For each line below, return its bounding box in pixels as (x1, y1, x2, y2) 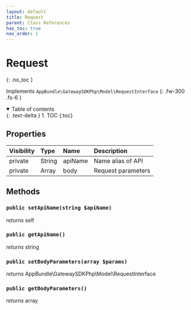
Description (94, 146, 128, 155)
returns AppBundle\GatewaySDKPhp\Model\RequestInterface (6, 270, 156, 277)
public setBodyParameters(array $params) (6, 258, 128, 265)
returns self (6, 217, 34, 224)
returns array (6, 297, 39, 304)
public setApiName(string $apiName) (6, 205, 112, 211)
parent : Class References (6, 20, 70, 26)
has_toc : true (6, 25, 42, 32)
